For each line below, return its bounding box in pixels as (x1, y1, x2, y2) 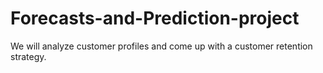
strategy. (10, 50, 47, 62)
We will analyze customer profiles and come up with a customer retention (10, 40, 313, 52)
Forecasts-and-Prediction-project (10, 7, 300, 30)
